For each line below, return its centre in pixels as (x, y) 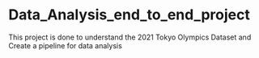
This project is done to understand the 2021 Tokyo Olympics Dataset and (130, 37)
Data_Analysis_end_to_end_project (129, 15)
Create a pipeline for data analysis (66, 45)
